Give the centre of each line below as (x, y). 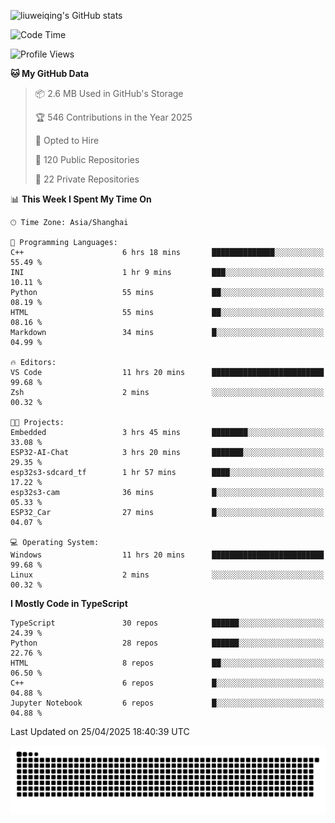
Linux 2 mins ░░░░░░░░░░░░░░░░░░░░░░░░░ (167, 575)
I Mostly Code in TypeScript (69, 603)
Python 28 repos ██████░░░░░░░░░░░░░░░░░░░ (167, 643)
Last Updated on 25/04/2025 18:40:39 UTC (100, 731)
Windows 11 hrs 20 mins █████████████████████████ (167, 555)
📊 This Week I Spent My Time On (81, 199)
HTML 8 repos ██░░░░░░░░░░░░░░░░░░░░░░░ (167, 663)
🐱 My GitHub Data (50, 73)
